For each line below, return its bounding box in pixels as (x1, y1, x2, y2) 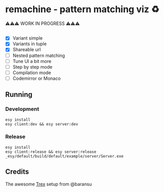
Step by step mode (12, 63, 52, 70)
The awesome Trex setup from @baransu (5, 181, 92, 187)
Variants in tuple (12, 41, 47, 47)
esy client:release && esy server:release (5, 149, 96, 154)
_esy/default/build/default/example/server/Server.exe (5, 153, 124, 158)
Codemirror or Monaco (12, 75, 61, 81)
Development (5, 106, 40, 113)
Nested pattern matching (12, 52, 65, 58)
